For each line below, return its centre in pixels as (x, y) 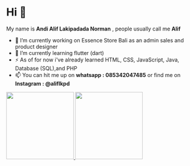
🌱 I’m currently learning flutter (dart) (59, 53)
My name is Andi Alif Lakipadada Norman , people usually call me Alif (94, 29)
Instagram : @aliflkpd (42, 84)
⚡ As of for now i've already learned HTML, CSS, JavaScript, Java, (97, 60)
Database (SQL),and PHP (46, 68)
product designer (36, 47)
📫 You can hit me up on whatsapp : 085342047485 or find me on (98, 75)
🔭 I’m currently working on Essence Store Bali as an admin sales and (99, 40)
